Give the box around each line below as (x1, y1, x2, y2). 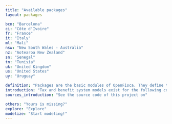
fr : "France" (5, 31, 33, 36)
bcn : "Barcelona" (5, 21, 42, 27)
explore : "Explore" (5, 106, 47, 111)
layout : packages (5, 12, 42, 17)
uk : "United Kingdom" (5, 64, 52, 69)
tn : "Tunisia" (5, 59, 36, 64)
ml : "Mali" (5, 40, 29, 46)
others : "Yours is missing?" (5, 102, 68, 107)
